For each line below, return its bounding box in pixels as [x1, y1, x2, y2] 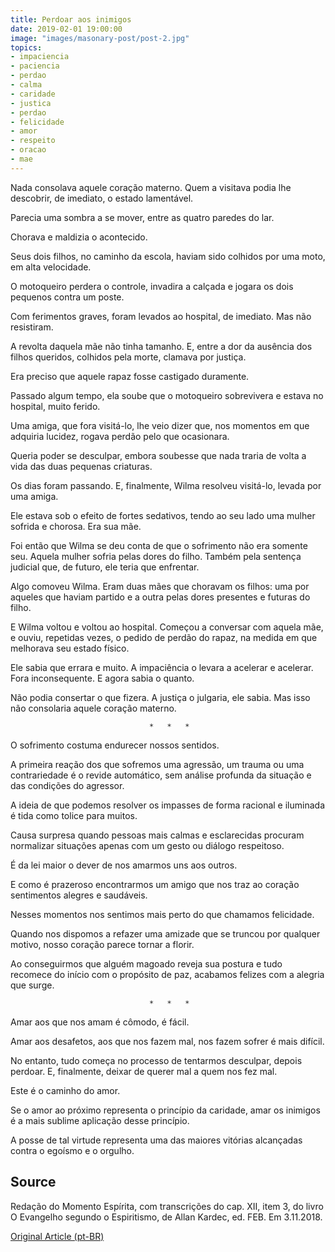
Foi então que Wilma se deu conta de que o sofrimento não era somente [10, 539, 308, 551]
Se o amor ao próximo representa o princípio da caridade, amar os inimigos [10, 1104, 321, 1116]
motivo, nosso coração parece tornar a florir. [10, 938, 195, 950]
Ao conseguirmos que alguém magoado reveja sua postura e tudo [10, 957, 283, 970]
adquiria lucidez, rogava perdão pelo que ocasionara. [10, 430, 230, 442]
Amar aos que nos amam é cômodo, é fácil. [10, 1016, 190, 1028]
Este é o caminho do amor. [10, 1084, 121, 1096]
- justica [10, 98, 52, 108]
